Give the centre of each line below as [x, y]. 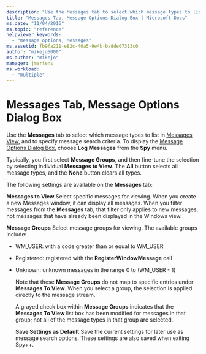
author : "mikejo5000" [34, 52]
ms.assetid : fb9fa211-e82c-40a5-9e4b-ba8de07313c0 [72, 47]
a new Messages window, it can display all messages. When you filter [94, 203]
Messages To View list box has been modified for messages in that [100, 314]
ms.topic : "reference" [35, 29]
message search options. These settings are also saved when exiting [102, 338]
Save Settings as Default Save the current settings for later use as [99, 332]
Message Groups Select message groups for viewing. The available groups [102, 228]
